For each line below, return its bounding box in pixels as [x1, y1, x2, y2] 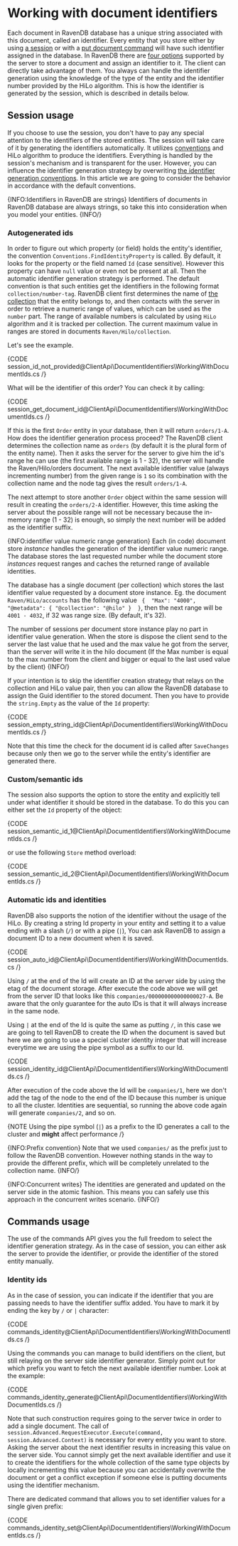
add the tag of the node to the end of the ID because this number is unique [7, 1093, 227, 1102]
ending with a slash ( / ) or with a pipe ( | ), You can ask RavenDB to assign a [7, 926, 226, 935]
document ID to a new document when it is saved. [7, 933, 154, 943]
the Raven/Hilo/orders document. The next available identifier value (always [7, 464, 229, 473]
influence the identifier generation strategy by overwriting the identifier [7, 166, 215, 175]
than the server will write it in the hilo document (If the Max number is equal [7, 648, 229, 656]
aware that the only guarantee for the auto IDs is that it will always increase [7, 999, 227, 1007]
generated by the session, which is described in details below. [7, 89, 190, 97]
